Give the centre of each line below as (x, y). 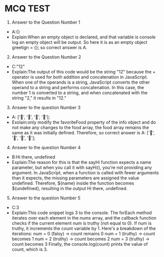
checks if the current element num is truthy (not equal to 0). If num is (82, 223)
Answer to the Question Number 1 (46, 22)
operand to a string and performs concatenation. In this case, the (78, 87)
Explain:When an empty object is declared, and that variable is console (84, 37)
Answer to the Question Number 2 (47, 57)
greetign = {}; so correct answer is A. (49, 47)
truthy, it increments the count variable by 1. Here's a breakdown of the (84, 228)
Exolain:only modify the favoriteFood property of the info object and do (84, 122)
